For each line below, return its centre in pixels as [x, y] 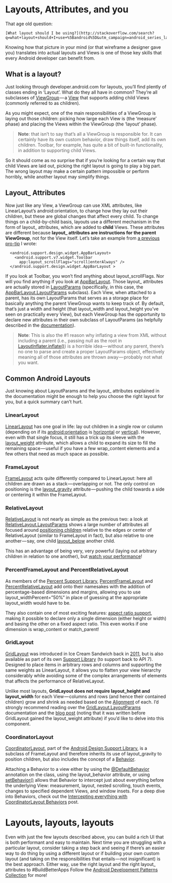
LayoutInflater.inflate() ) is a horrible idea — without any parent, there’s [91, 346]
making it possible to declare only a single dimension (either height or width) [86, 618]
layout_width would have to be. [38, 603]
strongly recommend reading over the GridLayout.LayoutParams [73, 707]
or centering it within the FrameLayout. [46, 494]
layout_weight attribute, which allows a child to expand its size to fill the [81, 443]
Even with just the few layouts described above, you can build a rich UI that [84, 837]
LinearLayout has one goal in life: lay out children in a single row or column [84, 426]
